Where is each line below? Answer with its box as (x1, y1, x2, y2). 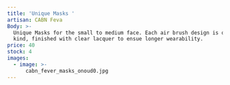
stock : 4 (7, 49, 32, 56)
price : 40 (7, 42, 36, 49)
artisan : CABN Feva (7, 16, 63, 23)
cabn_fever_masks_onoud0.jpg (25, 67, 109, 74)
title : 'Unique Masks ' (7, 10, 75, 17)
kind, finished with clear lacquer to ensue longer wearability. (13, 36, 204, 42)
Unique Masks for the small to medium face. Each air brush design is (13, 29, 219, 36)
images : (7, 55, 29, 62)
